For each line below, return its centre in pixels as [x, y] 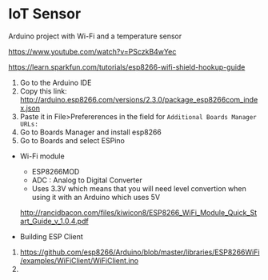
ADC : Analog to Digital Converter [87, 180]
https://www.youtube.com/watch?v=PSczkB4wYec [92, 51]
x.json [30, 108]
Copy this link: [43, 91]
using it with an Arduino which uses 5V [96, 197]
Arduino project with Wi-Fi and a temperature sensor [95, 36]
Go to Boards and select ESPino [72, 140]
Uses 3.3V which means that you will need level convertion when [139, 188]
